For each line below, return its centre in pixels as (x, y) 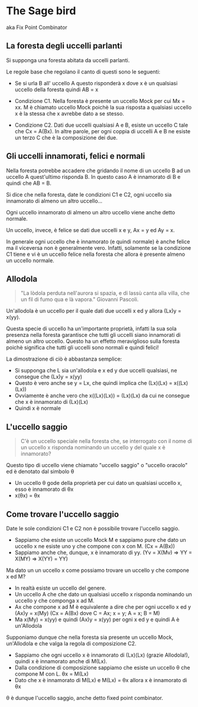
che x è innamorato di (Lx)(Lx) (51, 402)
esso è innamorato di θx (44, 489)
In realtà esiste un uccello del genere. (60, 588)
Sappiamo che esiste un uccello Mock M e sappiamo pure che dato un (100, 540)
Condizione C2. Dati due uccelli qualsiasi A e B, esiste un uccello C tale (101, 125)
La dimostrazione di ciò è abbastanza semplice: (64, 359)
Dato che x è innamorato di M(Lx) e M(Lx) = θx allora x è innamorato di (101, 680)
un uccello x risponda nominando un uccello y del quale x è (93, 448)
